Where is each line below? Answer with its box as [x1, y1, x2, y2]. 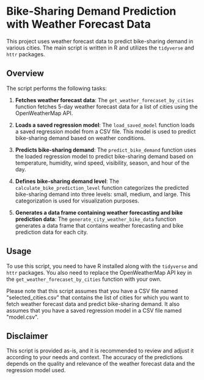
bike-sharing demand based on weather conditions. [15, 134, 146, 141]
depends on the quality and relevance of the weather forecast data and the [6, 360, 195, 368]
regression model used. [6, 367, 66, 374]
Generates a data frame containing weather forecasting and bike [15, 209, 183, 216]
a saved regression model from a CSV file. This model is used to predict [15, 127, 196, 135]
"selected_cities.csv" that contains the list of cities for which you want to [6, 294, 189, 301]
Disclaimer [6, 330, 48, 341]
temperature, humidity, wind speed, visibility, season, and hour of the [15, 159, 190, 166]
